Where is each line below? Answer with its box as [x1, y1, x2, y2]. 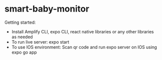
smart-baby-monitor [4, 3, 89, 15]
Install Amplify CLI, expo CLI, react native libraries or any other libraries [11, 29, 154, 34]
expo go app [11, 49, 37, 55]
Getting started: [4, 19, 36, 25]
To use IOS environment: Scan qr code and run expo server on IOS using [11, 44, 157, 50]
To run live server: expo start [11, 39, 69, 45]
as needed [11, 34, 33, 40]
